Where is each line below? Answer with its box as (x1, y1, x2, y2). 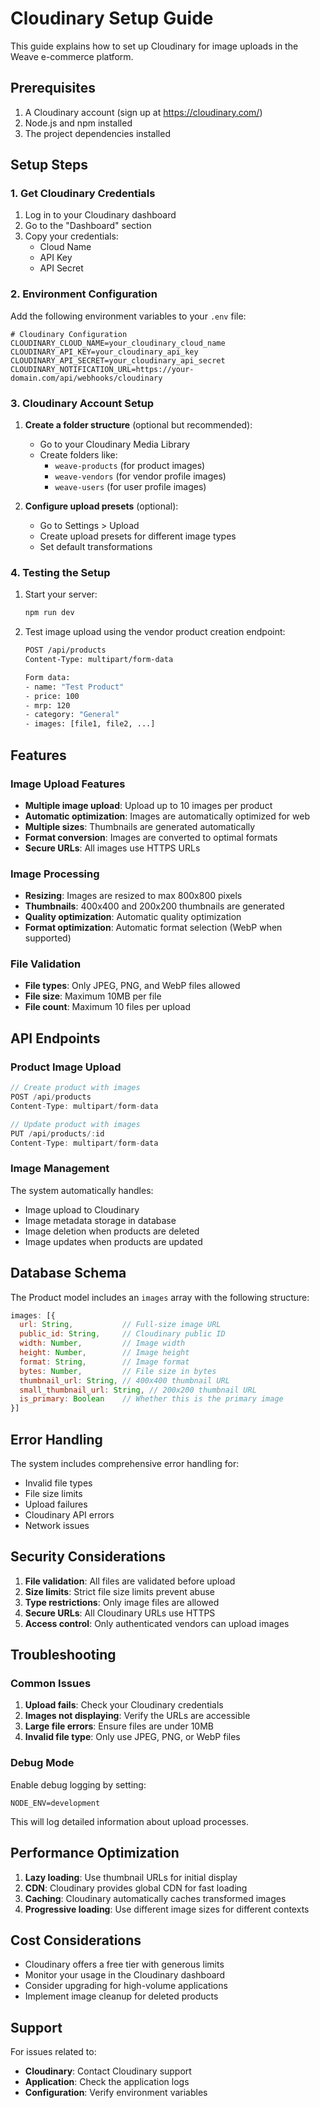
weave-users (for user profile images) (54, 481, 207, 493)
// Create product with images (10, 1083, 141, 1093)
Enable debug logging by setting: (10, 1778, 147, 1791)
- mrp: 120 (24, 700, 71, 711)
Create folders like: (39, 449, 118, 461)
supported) (24, 932, 72, 944)
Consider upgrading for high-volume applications (24, 1980, 228, 1992)
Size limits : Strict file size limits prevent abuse (24, 1585, 216, 1597)
